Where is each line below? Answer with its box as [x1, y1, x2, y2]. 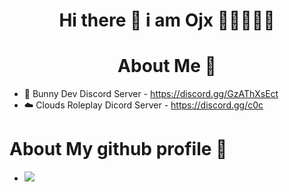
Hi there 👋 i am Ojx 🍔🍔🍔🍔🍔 [58, 9, 276, 32]
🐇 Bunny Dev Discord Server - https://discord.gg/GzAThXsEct [23, 88, 279, 100]
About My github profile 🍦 [9, 138, 228, 161]
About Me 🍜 [117, 55, 217, 78]
